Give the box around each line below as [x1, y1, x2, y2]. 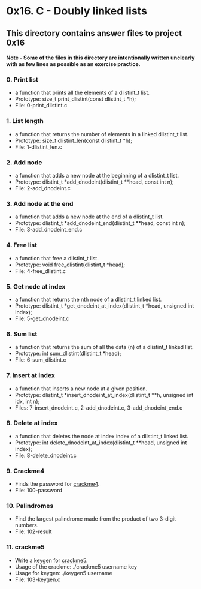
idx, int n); [14, 398, 40, 405]
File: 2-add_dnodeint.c [14, 185, 71, 192]
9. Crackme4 [6, 467, 45, 475]
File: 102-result [14, 528, 52, 535]
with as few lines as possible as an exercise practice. [6, 61, 141, 68]
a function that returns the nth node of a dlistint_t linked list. [14, 296, 162, 303]
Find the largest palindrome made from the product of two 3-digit [14, 515, 176, 522]
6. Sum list [6, 330, 38, 338]
